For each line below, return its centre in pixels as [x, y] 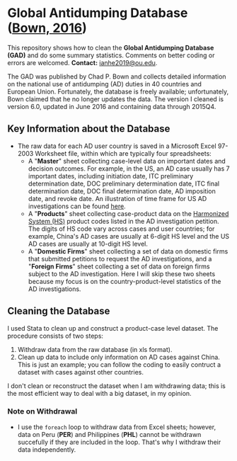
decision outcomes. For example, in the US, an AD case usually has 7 [129, 169]
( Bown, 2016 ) [47, 28]
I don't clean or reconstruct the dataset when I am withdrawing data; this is [117, 386]
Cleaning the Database [59, 311]
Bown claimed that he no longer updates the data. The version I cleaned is [116, 99]
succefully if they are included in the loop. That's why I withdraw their [119, 442]
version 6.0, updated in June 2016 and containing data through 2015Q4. [112, 106]
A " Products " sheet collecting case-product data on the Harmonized [128, 213]
